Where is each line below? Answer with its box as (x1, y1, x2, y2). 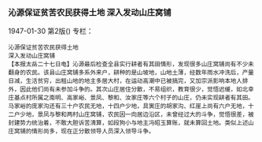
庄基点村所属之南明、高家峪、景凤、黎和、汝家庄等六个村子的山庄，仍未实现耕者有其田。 (8, 94, 254, 102)
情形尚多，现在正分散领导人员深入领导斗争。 (31, 128, 155, 136)
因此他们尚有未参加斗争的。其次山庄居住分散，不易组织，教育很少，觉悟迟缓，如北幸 (19, 85, 254, 94)
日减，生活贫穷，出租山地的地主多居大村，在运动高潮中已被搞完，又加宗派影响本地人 (8, 77, 242, 85)
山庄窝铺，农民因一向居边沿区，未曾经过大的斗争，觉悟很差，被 (78, 110, 254, 119)
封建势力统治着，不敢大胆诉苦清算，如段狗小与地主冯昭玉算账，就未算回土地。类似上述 (8, 119, 249, 127)
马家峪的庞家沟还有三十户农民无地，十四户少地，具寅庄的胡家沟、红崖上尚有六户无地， (8, 103, 249, 110)
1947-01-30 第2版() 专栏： (8, 26, 94, 36)
